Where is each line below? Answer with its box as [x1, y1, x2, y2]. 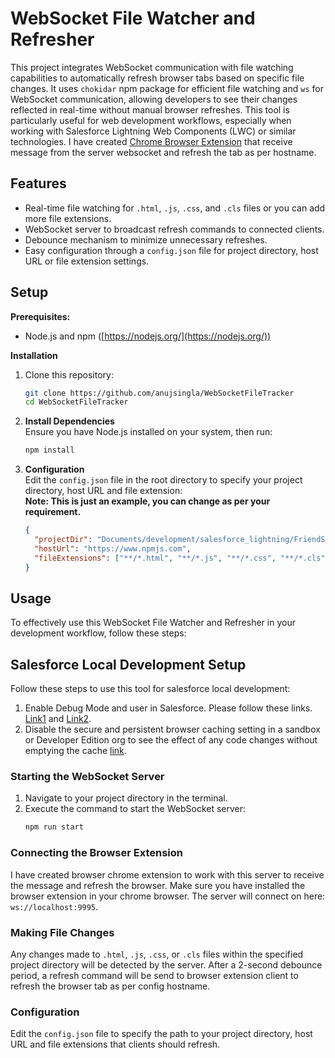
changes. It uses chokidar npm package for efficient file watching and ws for [10, 82, 324, 94]
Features [10, 175, 67, 192]
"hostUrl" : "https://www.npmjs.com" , [34, 543, 192, 554]
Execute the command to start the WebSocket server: [24, 803, 247, 815]
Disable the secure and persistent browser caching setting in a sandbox [24, 723, 321, 736]
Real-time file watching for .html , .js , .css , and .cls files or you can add [24, 202, 326, 214]
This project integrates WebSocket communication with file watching [10, 61, 294, 73]
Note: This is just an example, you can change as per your [24, 495, 271, 507]
